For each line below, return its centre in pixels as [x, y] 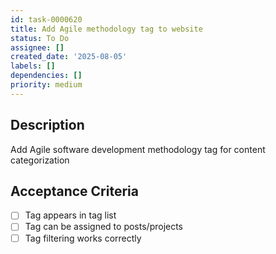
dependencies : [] [46, 76]
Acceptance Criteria [74, 191]
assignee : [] [37, 47]
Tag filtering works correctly [83, 238]
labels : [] [33, 66]
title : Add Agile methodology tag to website [106, 29]
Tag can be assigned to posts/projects [104, 227]
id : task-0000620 [46, 19]
